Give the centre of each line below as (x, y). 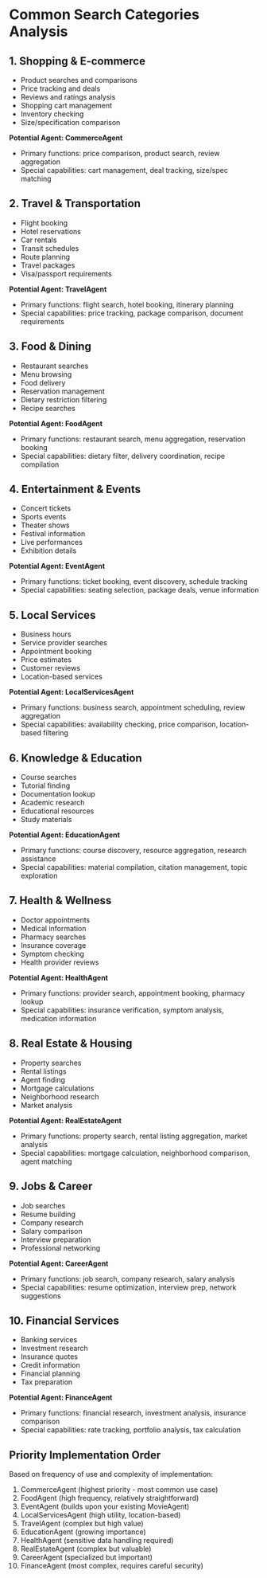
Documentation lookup (58, 794)
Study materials (46, 820)
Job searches (43, 1205)
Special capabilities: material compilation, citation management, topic (134, 867)
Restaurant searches (54, 366)
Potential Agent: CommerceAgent (66, 138)
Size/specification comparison (70, 122)
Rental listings (43, 1071)
